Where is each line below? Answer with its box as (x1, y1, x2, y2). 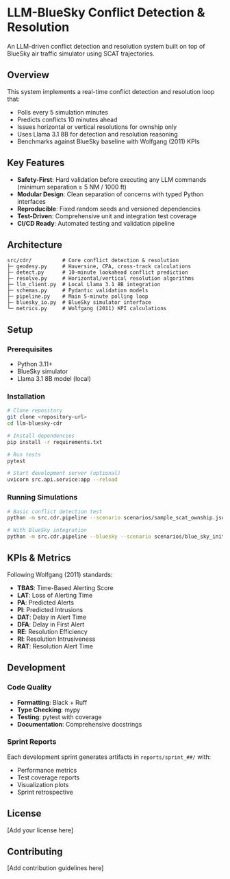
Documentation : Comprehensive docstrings (16, 720, 142, 728)
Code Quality (7, 683, 52, 692)
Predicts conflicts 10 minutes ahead (16, 115, 118, 124)
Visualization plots (16, 780, 69, 788)
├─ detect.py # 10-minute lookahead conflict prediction (7, 269, 188, 276)
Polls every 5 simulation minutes (16, 108, 108, 116)
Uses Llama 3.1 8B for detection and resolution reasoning (16, 130, 178, 138)
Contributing (7, 846, 63, 858)
